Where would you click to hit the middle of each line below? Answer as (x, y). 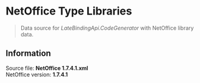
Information (28, 54)
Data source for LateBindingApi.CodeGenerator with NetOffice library (107, 28)
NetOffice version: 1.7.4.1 (37, 75)
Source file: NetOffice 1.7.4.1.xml (47, 68)
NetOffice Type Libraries (69, 11)
